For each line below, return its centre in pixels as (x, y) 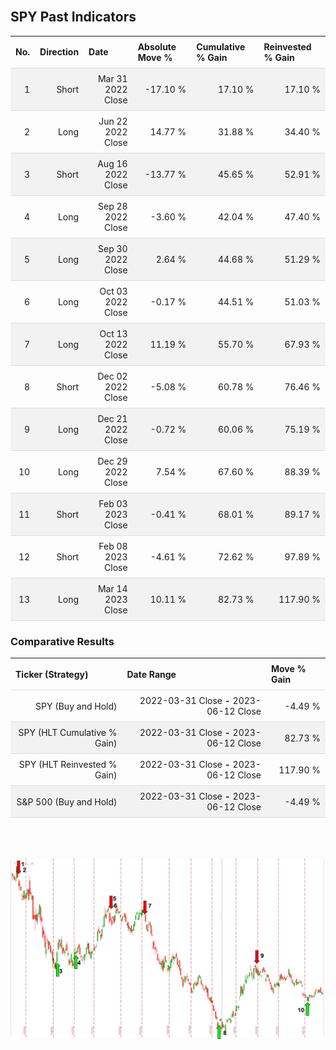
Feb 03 (113, 503)
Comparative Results (62, 641)
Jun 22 (113, 121)
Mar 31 (112, 78)
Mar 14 (112, 588)
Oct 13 (113, 333)
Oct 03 (113, 291)
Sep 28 (113, 206)
